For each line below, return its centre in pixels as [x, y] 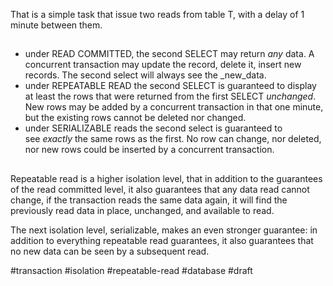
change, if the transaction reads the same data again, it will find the [149, 200]
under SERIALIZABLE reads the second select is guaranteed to [153, 128]
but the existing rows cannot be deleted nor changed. [135, 118]
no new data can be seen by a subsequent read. [110, 251]
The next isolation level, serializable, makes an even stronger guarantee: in [164, 230]
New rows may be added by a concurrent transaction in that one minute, [174, 107]
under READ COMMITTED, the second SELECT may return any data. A [169, 54]
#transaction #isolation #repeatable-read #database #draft [131, 270]
